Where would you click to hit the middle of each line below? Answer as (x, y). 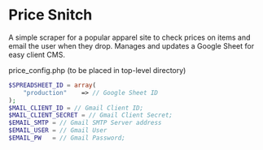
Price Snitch (50, 15)
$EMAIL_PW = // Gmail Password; (67, 138)
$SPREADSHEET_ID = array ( (52, 85)
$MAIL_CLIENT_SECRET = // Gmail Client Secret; (91, 115)
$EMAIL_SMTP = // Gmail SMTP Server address (85, 123)
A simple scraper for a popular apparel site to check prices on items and (129, 37)
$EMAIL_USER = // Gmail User (58, 131)
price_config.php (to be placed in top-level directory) (97, 70)
